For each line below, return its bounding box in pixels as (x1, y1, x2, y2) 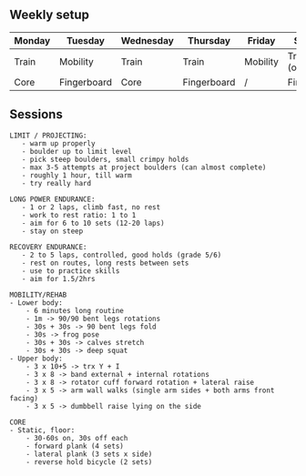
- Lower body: (9, 298, 64, 308)
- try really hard (21, 178, 92, 187)
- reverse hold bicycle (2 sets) (25, 457, 153, 467)
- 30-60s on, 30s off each (25, 433, 128, 442)
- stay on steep (21, 227, 84, 236)
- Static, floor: (9, 425, 76, 435)
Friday (247, 34, 276, 46)
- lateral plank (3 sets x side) (25, 450, 153, 459)
